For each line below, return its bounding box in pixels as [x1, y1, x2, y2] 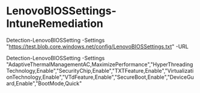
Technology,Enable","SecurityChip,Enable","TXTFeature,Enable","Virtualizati [6, 67, 194, 74]
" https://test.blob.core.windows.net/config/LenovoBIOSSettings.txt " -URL [6, 43, 189, 50]
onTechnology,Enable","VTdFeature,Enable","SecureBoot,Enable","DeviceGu [6, 73, 194, 80]
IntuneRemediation [6, 17, 103, 30]
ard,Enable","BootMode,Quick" [6, 79, 82, 87]
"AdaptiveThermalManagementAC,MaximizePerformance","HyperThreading [6, 61, 193, 68]
